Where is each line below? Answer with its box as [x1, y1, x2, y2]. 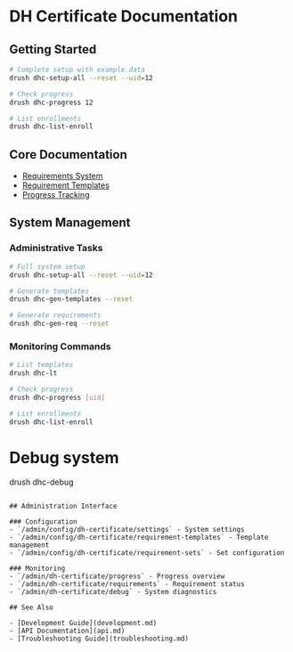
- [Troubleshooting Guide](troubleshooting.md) [9, 634, 190, 643]
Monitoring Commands [9, 340, 111, 353]
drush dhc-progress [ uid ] [9, 393, 105, 402]
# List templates [9, 361, 74, 370]
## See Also [9, 603, 53, 612]
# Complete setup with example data [9, 65, 145, 74]
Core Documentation [9, 147, 127, 162]
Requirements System [21, 171, 103, 182]
